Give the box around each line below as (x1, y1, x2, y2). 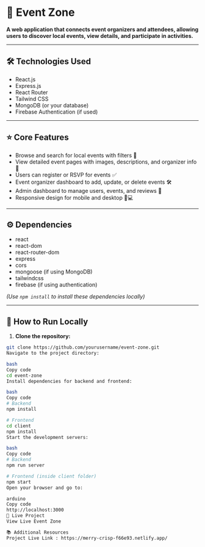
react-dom (15, 242, 42, 250)
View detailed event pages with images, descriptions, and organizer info (15, 158, 197, 165)
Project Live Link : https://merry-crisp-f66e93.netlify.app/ (6, 535, 168, 541)
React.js (15, 76, 36, 83)
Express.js (15, 82, 41, 89)
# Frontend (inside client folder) (6, 473, 97, 479)
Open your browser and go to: (6, 485, 84, 491)
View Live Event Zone (6, 518, 62, 524)
